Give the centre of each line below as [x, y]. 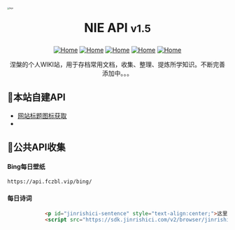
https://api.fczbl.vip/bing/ [50, 182]
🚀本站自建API [36, 97]
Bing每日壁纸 [26, 166]
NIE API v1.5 [117, 28]
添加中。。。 [117, 73]
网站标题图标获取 [42, 116]
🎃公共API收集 [36, 148]
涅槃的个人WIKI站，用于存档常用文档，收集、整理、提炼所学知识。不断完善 [117, 65]
